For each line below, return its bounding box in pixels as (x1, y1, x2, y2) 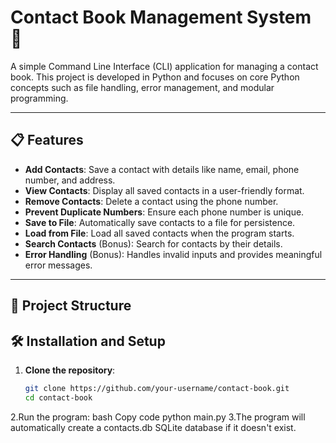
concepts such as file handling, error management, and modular (10, 81, 275, 93)
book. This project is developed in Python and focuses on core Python (10, 71, 300, 83)
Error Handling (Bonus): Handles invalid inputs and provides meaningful (24, 248, 323, 260)
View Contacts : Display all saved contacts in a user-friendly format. (24, 184, 305, 196)
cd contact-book (24, 392, 93, 403)
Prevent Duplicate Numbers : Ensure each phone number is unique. (24, 206, 305, 218)
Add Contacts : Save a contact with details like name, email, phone (24, 163, 300, 175)
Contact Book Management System (10, 6, 312, 29)
